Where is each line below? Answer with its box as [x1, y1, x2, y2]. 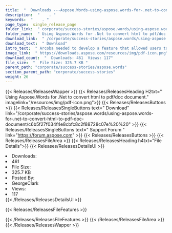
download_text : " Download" [5, 41, 68, 46]
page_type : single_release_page [5, 22, 77, 27]
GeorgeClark [12, 180, 39, 186]
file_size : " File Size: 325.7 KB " [5, 60, 88, 65]
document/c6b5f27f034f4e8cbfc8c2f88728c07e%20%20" [5, 121, 131, 127]
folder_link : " [5, 27, 40, 32]
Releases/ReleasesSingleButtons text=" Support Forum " [5, 126, 125, 132]
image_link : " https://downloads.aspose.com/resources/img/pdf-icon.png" [5, 50, 168, 55]
